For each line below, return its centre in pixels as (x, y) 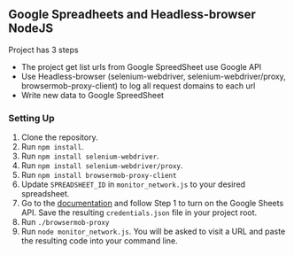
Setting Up (31, 118)
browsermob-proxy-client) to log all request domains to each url (138, 85)
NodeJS (31, 29)
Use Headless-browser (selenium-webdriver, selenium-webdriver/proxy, (154, 76)
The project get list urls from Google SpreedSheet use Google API (141, 66)
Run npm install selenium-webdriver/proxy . (102, 166)
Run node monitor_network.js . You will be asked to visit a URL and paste (153, 232)
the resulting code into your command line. (99, 241)
